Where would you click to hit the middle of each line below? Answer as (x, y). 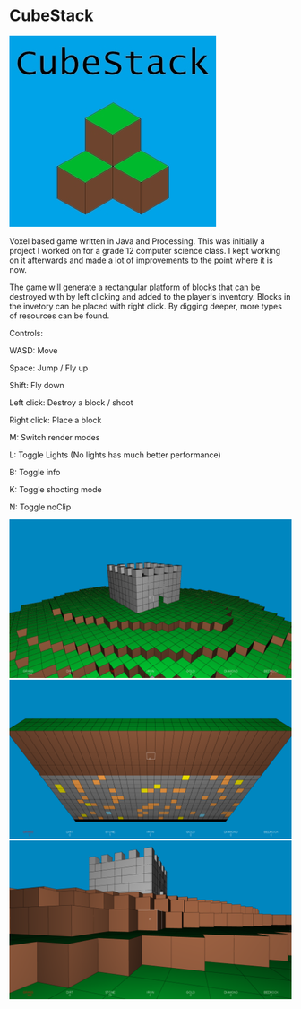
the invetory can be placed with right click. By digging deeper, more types (146, 306)
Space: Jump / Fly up (49, 368)
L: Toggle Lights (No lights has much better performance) (115, 455)
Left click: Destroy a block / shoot (71, 402)
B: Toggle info (35, 472)
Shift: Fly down (37, 385)
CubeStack (52, 16)
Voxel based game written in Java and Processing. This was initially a (138, 241)
